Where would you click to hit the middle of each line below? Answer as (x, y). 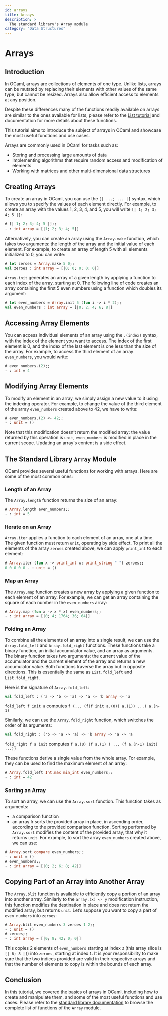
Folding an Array (26, 629)
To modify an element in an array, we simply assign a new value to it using (82, 398)
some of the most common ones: (39, 476)
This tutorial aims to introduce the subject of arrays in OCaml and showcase (83, 130)
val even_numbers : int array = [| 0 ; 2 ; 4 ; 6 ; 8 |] (59, 308)
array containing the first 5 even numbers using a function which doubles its (84, 288)
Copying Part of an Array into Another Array (75, 882)
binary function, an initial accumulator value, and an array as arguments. (79, 650)
